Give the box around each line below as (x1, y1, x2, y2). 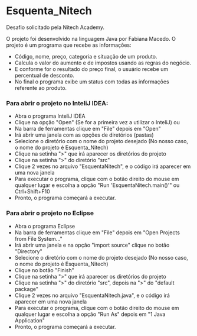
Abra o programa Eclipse (14, 222, 75, 230)
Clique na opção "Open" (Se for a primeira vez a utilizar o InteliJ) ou (14, 119, 180, 126)
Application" (14, 316, 45, 324)
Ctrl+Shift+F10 (14, 188, 50, 195)
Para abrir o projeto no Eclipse (6, 209, 94, 217)
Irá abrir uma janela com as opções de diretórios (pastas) (14, 131, 155, 138)
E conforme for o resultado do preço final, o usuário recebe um (14, 65, 169, 72)
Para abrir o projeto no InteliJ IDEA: (6, 99, 109, 107)
